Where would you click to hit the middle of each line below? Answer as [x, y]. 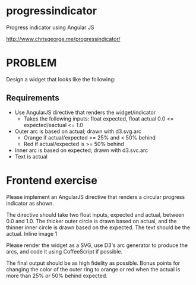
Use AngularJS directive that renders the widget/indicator [85, 112]
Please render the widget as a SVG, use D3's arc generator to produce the [97, 245]
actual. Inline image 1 [32, 233]
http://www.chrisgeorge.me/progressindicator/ [63, 39]
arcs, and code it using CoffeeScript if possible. [64, 251]
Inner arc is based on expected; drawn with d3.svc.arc [81, 150]
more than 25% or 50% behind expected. [57, 275]
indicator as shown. [30, 203]
